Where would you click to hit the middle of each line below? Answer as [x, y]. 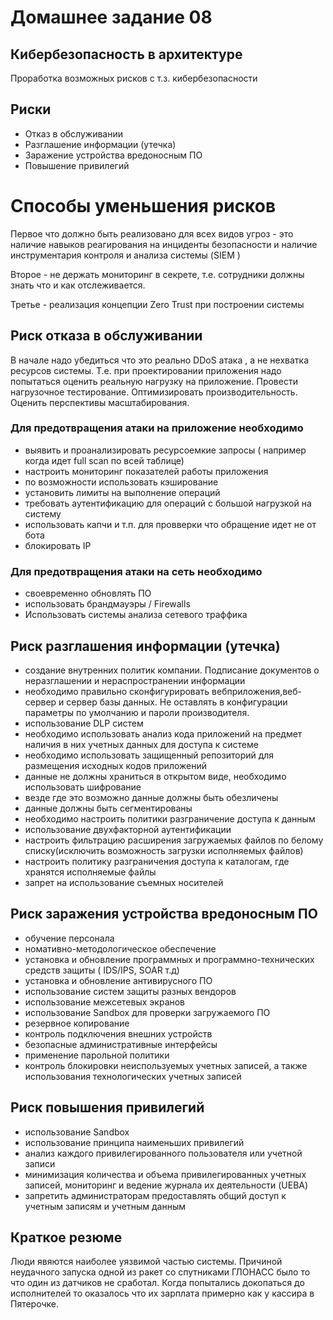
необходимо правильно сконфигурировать [117, 691]
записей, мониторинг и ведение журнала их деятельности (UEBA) [166, 1185]
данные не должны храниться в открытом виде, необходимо [155, 776]
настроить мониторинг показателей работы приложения [146, 471]
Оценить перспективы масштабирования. [100, 402]
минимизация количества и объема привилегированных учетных [165, 1174]
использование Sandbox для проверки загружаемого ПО [147, 1012]
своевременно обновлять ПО [88, 593]
